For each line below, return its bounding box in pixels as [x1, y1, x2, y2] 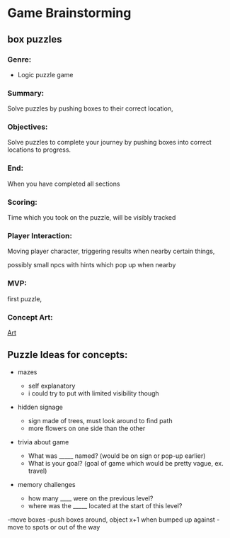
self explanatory [28, 381, 76, 390]
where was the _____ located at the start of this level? [28, 501, 183, 510]
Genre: [7, 55, 32, 65]
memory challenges [17, 480, 76, 488]
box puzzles [7, 33, 62, 45]
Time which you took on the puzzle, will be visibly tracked [7, 213, 176, 222]
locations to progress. [7, 145, 71, 154]
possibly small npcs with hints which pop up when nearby [7, 261, 176, 269]
